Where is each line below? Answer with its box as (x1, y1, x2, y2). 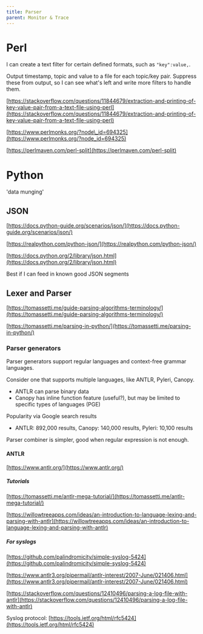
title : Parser (6, 9, 42, 15)
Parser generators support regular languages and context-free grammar (6, 358, 187, 365)
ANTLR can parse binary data (15, 388, 89, 395)
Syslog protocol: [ (6, 615, 51, 622)
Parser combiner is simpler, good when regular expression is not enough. (6, 436, 189, 444)
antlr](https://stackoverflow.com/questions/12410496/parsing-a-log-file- (6, 596, 188, 604)
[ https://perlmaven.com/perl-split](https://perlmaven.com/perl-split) (6, 147, 177, 154)
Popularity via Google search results (6, 413, 97, 420)
